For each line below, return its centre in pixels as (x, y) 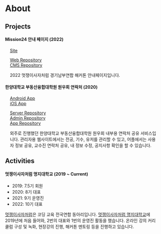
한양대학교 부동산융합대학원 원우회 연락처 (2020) (51, 87)
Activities (20, 161)
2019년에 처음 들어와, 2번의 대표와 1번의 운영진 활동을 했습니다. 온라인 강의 (76, 220)
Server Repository (28, 113)
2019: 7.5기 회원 (27, 186)
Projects (18, 27)
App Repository (25, 123)
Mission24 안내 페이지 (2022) (34, 39)
